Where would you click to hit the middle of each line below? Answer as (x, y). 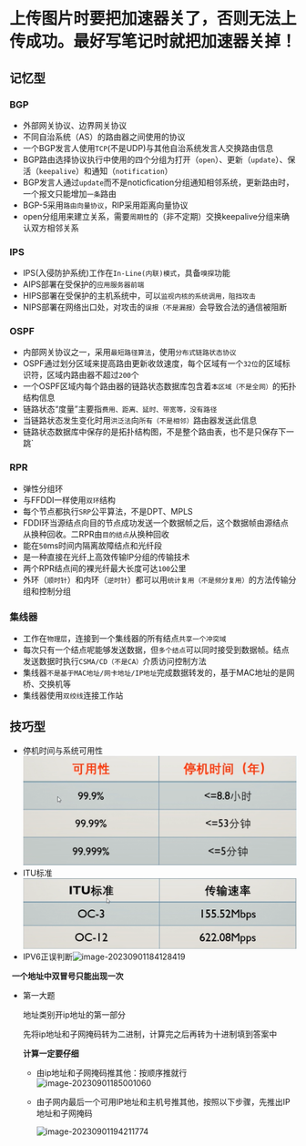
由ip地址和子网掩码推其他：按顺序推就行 (112, 1073)
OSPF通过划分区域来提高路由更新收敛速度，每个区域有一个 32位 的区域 (152, 363)
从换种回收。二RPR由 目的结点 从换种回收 (96, 534)
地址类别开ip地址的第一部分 (74, 1015)
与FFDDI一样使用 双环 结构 (69, 500)
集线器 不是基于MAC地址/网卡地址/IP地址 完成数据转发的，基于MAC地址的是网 (158, 673)
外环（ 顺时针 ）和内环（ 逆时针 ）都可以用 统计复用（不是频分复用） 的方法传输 (155, 579)
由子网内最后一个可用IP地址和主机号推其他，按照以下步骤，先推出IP (163, 1102)
